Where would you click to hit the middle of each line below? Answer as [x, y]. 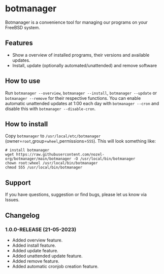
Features [19, 43]
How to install [27, 124]
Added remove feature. [36, 261]
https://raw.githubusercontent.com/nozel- [60, 155]
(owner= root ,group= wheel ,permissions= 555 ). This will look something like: [81, 141]
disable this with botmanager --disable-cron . [50, 109]
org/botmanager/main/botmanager [38, 159]
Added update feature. [35, 250]
